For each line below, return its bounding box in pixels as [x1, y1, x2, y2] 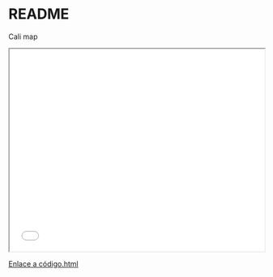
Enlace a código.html [8, 258, 79, 268]
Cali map [8, 32, 38, 41]
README [8, 5, 70, 23]
